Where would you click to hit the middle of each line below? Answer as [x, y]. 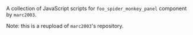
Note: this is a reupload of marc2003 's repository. [65, 26]
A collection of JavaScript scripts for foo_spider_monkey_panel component [96, 8]
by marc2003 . [21, 15]
